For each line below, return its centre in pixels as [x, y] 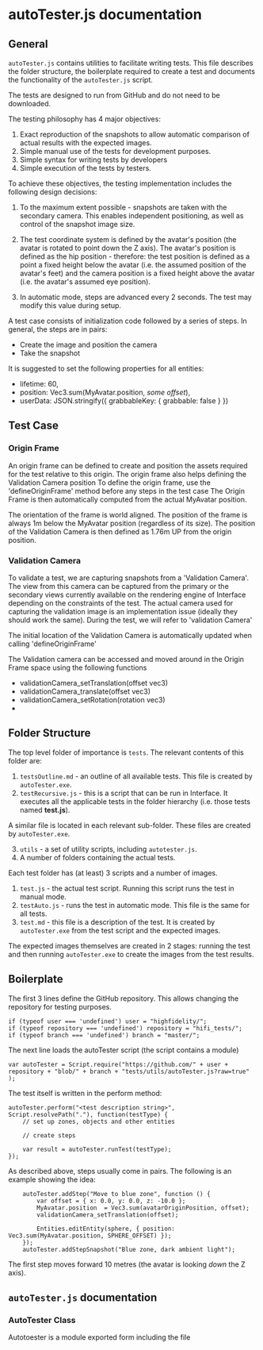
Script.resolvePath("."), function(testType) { [88, 1114]
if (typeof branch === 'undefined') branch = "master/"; [104, 1035]
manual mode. [43, 896]
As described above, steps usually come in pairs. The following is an [120, 1171]
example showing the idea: [52, 1179]
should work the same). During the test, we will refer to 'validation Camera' [130, 620]
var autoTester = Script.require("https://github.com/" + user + [118, 1064]
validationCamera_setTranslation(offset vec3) [94, 683]
